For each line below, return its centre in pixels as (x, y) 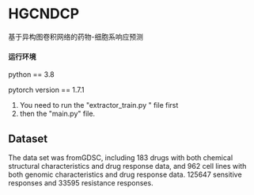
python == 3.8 (32, 75)
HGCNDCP (44, 14)
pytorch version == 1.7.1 (46, 90)
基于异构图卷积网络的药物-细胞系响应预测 (76, 36)
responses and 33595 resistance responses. (81, 182)
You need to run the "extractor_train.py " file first (99, 105)
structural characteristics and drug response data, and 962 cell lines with (127, 166)
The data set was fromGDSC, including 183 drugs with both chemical (121, 157)
